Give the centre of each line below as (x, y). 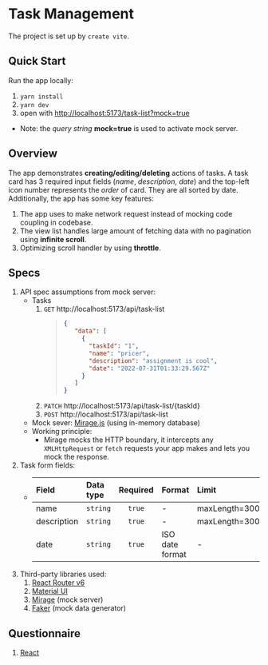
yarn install (41, 97)
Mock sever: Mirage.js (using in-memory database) (116, 423)
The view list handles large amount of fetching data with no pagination (135, 231)
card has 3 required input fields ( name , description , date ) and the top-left (129, 181)
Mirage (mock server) (67, 599)
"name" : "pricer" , (119, 353)
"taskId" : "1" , (114, 346)
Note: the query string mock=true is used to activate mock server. (129, 128)
